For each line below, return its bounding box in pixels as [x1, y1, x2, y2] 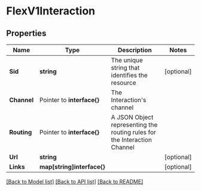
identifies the [111, 71, 148, 79]
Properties [6, 28, 47, 38]
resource [111, 79, 136, 86]
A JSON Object [111, 113, 154, 121]
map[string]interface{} [39, 163, 106, 171]
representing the [111, 121, 158, 129]
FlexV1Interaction [6, 4, 96, 18]
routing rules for [111, 128, 157, 136]
